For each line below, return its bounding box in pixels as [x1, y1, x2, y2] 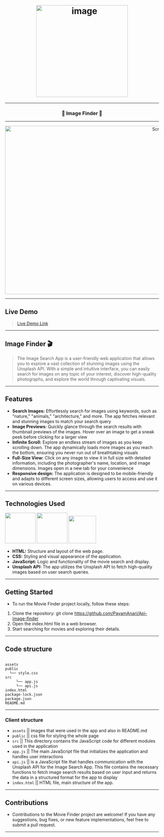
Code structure [5, 645, 52, 653]
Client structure [5, 717, 43, 723]
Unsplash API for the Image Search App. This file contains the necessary [12, 764, 159, 770]
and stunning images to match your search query [12, 418, 111, 424]
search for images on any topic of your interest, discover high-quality [17, 371, 157, 377]
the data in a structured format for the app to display [12, 774, 118, 781]
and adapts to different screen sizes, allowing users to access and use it [12, 476, 158, 481]
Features [5, 395, 33, 404]
